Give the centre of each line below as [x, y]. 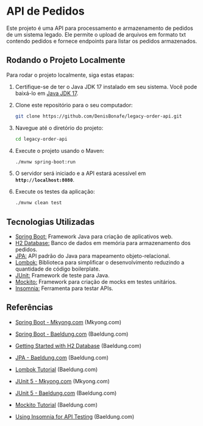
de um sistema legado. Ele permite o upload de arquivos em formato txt [96, 34]
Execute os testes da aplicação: [55, 192]
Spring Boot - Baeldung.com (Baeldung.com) [72, 334]
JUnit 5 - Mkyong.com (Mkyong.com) [62, 381]
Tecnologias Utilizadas [51, 222]
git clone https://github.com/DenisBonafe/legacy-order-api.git [98, 116]
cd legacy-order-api [41, 139]
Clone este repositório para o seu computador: [74, 105]
